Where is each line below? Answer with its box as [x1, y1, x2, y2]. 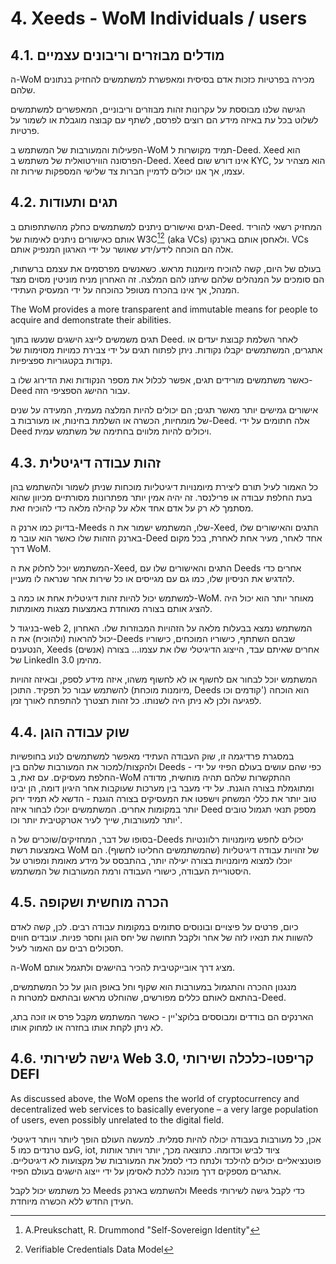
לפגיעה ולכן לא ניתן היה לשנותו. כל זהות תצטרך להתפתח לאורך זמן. [10, 695, 262, 707]
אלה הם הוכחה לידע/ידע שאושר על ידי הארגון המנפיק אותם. [10, 243, 234, 256]
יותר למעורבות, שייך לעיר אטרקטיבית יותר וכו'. [10, 814, 183, 826]
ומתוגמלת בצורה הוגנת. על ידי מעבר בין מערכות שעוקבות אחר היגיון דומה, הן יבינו [10, 782, 315, 794]
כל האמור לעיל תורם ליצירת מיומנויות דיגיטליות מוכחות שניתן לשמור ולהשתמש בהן [10, 481, 319, 493]
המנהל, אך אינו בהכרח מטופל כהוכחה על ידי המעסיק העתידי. [10, 284, 240, 296]
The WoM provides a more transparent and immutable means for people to [10, 303, 318, 316]
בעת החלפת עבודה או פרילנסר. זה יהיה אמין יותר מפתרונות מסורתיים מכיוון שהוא [10, 492, 313, 504]
